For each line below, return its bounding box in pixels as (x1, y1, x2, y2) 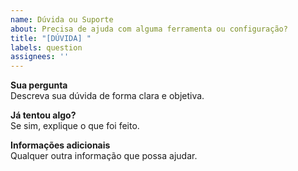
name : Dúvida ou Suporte (10, 14, 114, 25)
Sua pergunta (10, 79, 68, 91)
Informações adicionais (10, 139, 111, 151)
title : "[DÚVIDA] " (10, 33, 92, 43)
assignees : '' (10, 52, 70, 62)
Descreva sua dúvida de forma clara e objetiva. (10, 90, 205, 102)
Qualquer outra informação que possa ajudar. (10, 150, 198, 162)
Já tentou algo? (10, 109, 77, 121)
